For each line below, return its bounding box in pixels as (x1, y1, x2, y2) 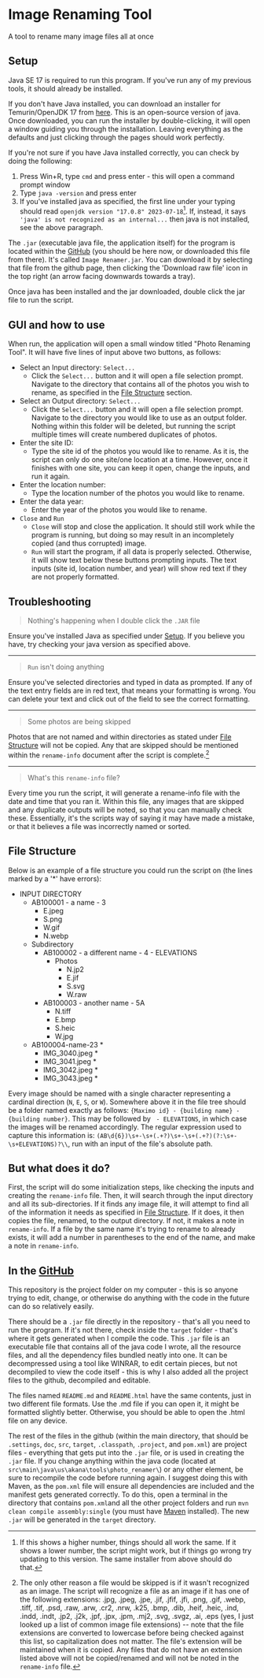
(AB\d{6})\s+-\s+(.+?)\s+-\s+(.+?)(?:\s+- (96, 1132, 238, 1140)
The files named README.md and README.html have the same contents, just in (8, 1391, 251, 1401)
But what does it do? (8, 1161, 110, 1175)
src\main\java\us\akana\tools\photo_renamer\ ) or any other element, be (8, 1464, 244, 1475)
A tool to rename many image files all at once (8, 32, 155, 41)
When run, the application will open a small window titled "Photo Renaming (8, 339, 251, 348)
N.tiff (54, 1006, 71, 1016)
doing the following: (8, 156, 72, 166)
